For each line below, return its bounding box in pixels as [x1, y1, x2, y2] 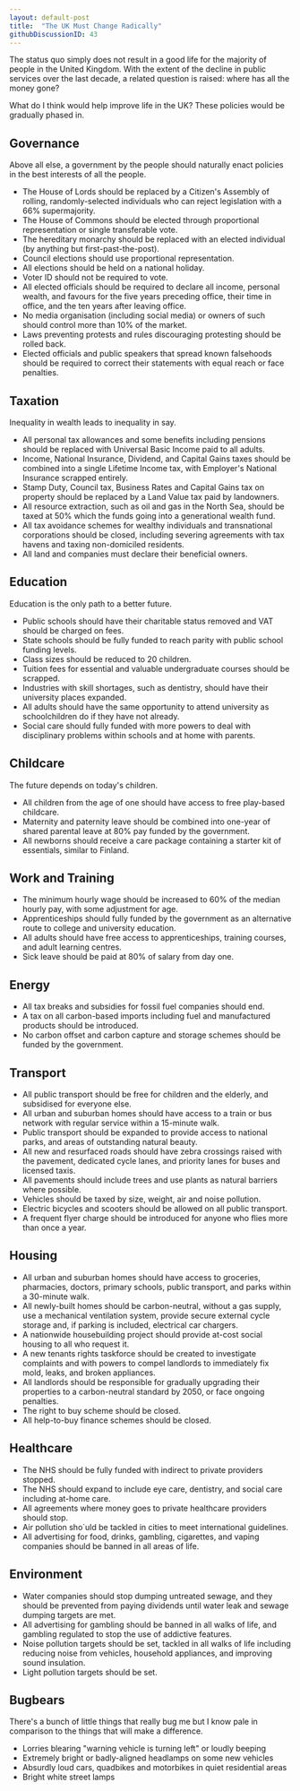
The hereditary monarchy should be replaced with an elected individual [21, 234, 286, 245]
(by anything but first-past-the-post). [21, 244, 159, 254]
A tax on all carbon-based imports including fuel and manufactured [21, 1011, 271, 1021]
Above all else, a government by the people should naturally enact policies [9, 159, 284, 170]
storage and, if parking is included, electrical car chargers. [21, 1319, 239, 1330]
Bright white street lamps [21, 1771, 116, 1783]
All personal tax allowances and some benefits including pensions [21, 435, 266, 444]
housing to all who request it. [21, 1339, 130, 1349]
